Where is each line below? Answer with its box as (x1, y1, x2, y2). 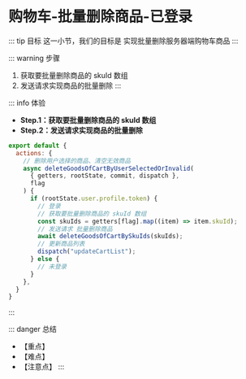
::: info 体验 (8, 98, 46, 107)
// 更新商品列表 (37, 240, 85, 248)
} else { (29, 255, 60, 264)
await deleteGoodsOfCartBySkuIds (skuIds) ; (37, 233, 183, 241)
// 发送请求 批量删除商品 (37, 224, 113, 233)
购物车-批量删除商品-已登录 (8, 7, 193, 26)
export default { (8, 142, 67, 150)
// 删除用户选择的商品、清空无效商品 (23, 156, 132, 165)
